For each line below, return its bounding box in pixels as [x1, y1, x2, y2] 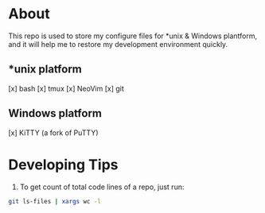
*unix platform [8, 63, 82, 76]
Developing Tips [8, 156, 119, 173]
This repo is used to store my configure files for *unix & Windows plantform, [8, 31, 257, 41]
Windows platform [8, 106, 102, 120]
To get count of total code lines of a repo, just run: [19, 182, 185, 192]
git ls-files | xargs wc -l [8, 197, 102, 205]
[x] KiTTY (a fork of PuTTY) [8, 128, 99, 137]
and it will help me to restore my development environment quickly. [8, 39, 228, 48]
